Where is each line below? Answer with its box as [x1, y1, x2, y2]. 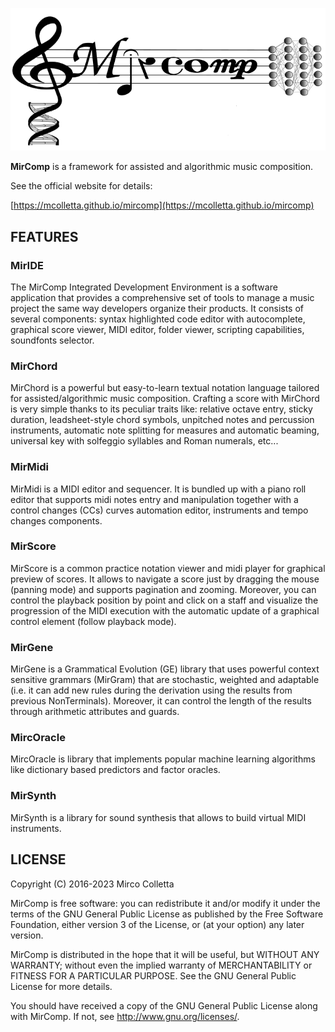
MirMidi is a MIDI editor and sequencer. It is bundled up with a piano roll [10, 483, 307, 495]
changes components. [10, 514, 103, 527]
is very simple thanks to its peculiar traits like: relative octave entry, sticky [10, 403, 313, 415]
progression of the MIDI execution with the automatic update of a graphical [10, 604, 320, 617]
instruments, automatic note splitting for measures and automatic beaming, [10, 424, 320, 437]
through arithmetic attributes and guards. [10, 706, 180, 718]
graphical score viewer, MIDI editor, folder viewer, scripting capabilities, [10, 323, 305, 335]
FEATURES [10, 228, 79, 245]
